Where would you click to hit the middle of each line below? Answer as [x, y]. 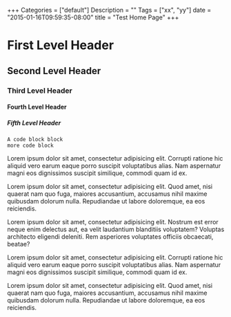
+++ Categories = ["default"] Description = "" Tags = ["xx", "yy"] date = [109, 10]
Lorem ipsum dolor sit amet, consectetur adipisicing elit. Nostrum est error [113, 222]
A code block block [35, 140]
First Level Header [61, 45]
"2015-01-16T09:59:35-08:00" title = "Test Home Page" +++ [93, 17]
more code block [30, 146]
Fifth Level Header [34, 123]
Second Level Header [54, 71]
